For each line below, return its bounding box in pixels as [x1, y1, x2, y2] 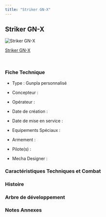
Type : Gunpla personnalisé [12, 80, 67, 86]
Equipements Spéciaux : [12, 127, 61, 133]
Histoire [5, 181, 24, 187]
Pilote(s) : [12, 146, 31, 152]
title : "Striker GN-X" [5, 7, 51, 12]
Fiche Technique [5, 69, 45, 76]
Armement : [12, 137, 36, 143]
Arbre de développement [5, 194, 65, 200]
